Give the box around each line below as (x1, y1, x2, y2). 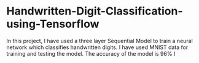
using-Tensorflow (6, 17, 99, 31)
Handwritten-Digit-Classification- (6, 4, 183, 18)
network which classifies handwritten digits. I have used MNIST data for (6, 44, 189, 51)
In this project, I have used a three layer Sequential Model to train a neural (6, 37, 193, 44)
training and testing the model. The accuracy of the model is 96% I (6, 50, 176, 57)
